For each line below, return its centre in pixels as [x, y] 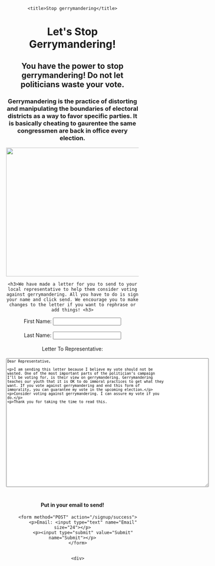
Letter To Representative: [72, 349]
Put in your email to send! [72, 505]
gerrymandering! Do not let [72, 75]
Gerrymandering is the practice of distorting [72, 101]
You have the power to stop [72, 66]
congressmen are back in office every [72, 131]
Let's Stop [72, 32]
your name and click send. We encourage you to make [72, 299]
